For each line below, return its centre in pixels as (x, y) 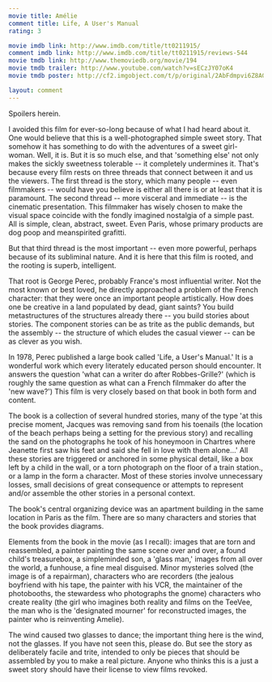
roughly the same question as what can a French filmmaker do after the (127, 382)
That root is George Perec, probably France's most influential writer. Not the (135, 281)
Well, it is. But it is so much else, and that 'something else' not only (147, 155)
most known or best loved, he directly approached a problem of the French (134, 289)
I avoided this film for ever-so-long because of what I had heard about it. (130, 129)
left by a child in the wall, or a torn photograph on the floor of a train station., (136, 467)
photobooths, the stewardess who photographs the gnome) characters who (135, 593)
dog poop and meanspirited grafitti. (68, 232)
